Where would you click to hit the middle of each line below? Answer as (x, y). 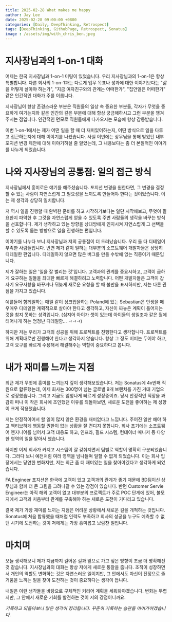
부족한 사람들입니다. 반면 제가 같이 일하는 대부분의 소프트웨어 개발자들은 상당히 (84, 248)
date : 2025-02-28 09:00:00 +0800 (41, 20)
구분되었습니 (155, 449)
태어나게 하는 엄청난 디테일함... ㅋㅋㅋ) (44, 321)
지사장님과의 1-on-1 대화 (54, 61)
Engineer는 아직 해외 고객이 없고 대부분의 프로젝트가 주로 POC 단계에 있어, (80, 492)
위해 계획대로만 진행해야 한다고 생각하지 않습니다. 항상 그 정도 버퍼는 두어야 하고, (86, 338)
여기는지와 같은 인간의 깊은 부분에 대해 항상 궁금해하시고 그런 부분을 (87, 113)
